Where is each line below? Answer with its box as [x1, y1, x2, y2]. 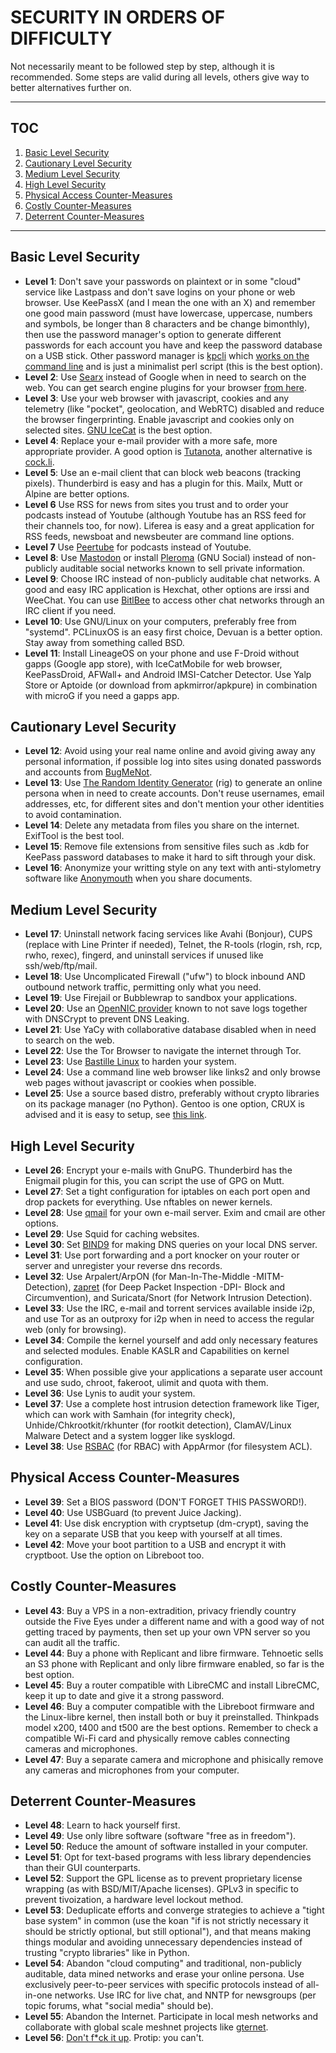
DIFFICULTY [10, 27, 113, 50]
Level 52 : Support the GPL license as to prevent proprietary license [24, 1872, 303, 1885]
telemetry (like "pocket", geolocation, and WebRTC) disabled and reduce [24, 402, 325, 415]
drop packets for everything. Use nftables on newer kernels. [24, 1196, 273, 1208]
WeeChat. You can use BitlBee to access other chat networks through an [24, 594, 325, 606]
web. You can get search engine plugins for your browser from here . [24, 381, 307, 393]
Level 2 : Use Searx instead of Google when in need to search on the [24, 371, 307, 383]
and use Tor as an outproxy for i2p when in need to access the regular [24, 1313, 315, 1325]
